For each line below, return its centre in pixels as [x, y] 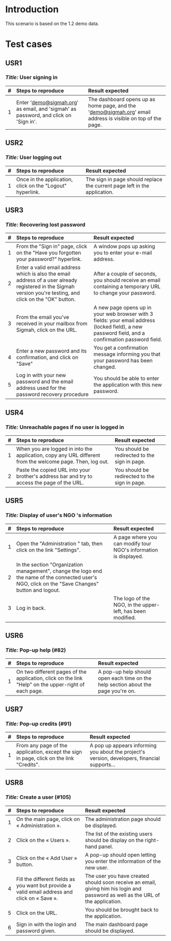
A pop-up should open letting [120, 855]
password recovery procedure [52, 394]
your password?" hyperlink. [49, 259]
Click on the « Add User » [47, 858]
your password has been [123, 361]
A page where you [135, 537]
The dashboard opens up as [122, 99]
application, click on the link [49, 678]
